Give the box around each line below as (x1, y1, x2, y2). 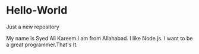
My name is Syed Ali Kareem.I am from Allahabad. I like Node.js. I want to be (6, 34, 193, 42)
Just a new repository (6, 23, 59, 30)
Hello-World (6, 4, 68, 17)
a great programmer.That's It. (6, 41, 78, 48)
